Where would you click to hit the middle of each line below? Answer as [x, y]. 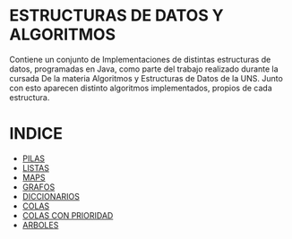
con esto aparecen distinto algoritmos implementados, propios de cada [141, 88]
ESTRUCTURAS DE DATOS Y [116, 16]
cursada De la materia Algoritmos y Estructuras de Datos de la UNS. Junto [146, 78]
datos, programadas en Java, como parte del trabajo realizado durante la [144, 69]
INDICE [36, 134]
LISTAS [35, 167]
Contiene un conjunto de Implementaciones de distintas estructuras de [140, 59]
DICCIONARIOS [51, 196]
